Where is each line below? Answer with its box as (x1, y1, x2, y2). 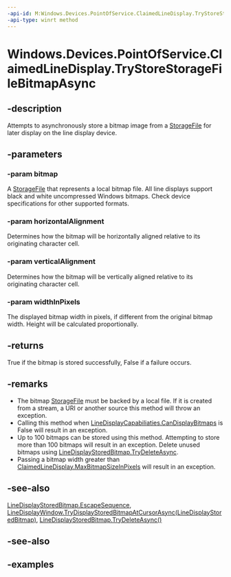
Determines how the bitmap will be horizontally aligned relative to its (7, 232, 201, 241)
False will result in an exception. (16, 425, 108, 434)
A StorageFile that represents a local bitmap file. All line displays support (7, 185, 213, 193)
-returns (7, 340, 44, 352)
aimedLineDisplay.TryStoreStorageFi (7, 61, 222, 77)
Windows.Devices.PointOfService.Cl (7, 46, 223, 62)
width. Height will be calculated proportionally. (7, 320, 139, 328)
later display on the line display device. (7, 128, 118, 136)
